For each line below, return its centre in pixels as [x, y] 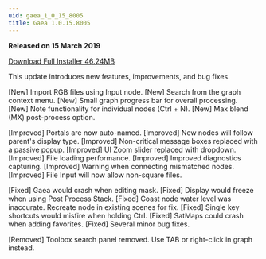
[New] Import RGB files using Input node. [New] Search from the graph [125, 91]
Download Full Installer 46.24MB [62, 61]
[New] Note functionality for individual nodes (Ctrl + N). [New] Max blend [128, 109]
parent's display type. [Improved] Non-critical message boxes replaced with [133, 141]
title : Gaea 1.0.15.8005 [49, 23]
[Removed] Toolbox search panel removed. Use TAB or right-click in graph [131, 239]
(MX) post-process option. [52, 117]
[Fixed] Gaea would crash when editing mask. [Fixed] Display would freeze [131, 190]
